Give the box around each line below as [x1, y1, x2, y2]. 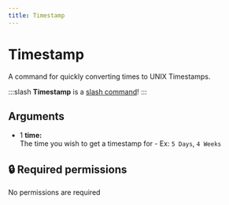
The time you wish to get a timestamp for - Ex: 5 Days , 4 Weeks [19, 139, 222, 148]
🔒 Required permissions [8, 162, 127, 176]
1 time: [19, 131, 42, 140]
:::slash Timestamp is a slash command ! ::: [8, 87, 147, 96]
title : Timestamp [8, 11, 65, 20]
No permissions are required [8, 188, 101, 197]
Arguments [8, 110, 65, 123]
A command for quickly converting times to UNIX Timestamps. [8, 72, 211, 81]
